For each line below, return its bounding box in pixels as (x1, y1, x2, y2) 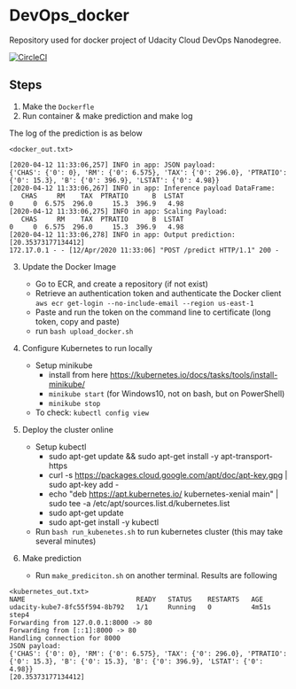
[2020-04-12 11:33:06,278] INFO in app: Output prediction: (9, 230, 237, 239)
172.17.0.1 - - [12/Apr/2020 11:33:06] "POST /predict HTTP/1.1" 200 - (9, 246, 279, 254)
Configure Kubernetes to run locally (21, 342, 153, 353)
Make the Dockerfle (21, 101, 95, 112)
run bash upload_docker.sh (35, 325, 134, 336)
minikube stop (48, 399, 101, 408)
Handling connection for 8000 (9, 633, 121, 643)
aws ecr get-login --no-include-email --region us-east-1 (35, 299, 254, 308)
